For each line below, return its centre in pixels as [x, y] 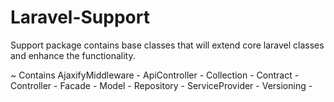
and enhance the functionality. [73, 55]
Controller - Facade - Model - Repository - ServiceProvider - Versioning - [161, 85]
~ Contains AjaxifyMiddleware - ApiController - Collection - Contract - [155, 75]
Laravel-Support [80, 17]
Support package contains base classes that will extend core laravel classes [167, 45]
